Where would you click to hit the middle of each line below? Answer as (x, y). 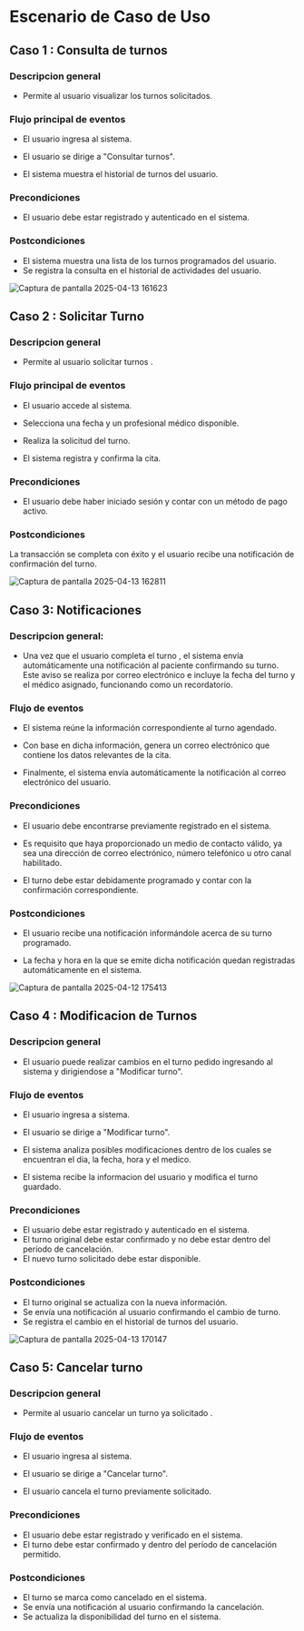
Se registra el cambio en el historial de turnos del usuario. (130, 1322)
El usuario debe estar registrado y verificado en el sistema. (132, 1535)
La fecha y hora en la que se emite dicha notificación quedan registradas (159, 960)
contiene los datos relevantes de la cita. (97, 755)
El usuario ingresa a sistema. (76, 1115)
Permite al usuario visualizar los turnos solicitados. (118, 95)
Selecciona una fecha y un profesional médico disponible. (131, 423)
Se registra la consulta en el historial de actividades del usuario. (142, 270)
